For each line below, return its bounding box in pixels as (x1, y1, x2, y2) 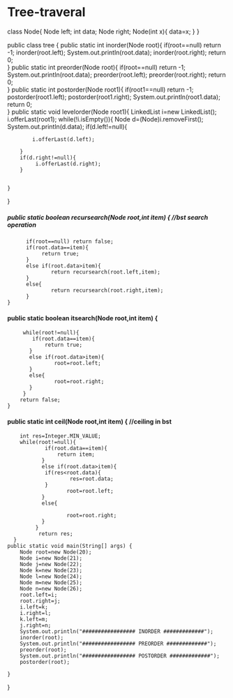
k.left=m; (20, 616, 49, 623)
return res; (38, 530, 73, 537)
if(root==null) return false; (25, 238, 114, 245)
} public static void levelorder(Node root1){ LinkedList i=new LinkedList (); (7, 107, 217, 116)
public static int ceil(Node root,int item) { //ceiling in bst (7, 417, 172, 426)
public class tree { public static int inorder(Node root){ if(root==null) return (7, 40, 222, 49)
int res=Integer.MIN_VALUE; (20, 433, 101, 440)
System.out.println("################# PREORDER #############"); (20, 640, 217, 648)
